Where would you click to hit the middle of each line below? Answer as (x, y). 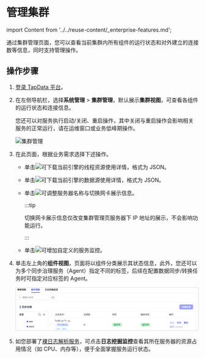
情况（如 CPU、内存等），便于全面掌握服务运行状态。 (87, 349)
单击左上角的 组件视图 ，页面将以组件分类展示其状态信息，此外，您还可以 (106, 263)
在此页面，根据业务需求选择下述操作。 (63, 154)
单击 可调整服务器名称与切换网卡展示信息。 (81, 193)
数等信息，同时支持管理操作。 (44, 50)
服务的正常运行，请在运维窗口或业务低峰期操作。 (77, 128)
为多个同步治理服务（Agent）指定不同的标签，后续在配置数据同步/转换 (104, 270)
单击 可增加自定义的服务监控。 (65, 250)
